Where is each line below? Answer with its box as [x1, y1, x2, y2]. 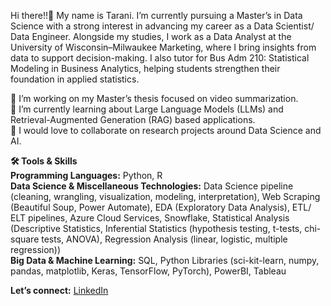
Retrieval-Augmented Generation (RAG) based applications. [10, 114, 256, 125]
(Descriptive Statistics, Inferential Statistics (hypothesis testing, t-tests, [10, 223, 303, 234]
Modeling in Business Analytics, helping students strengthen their [10, 63, 281, 74]
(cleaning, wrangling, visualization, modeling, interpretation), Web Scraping [10, 191, 321, 202]
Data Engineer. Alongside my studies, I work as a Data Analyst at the [10, 31, 292, 42]
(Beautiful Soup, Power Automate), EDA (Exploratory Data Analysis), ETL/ [10, 201, 312, 213]
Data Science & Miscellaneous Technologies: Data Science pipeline [10, 180, 294, 192]
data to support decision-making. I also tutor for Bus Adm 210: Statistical [10, 52, 310, 64]
